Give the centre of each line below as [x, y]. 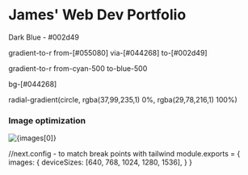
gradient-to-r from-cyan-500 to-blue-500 [78, 68]
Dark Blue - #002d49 [44, 37]
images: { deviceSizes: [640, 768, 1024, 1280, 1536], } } [100, 162]
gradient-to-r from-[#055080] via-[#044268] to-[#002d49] [108, 52]
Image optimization [47, 120]
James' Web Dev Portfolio [97, 15]
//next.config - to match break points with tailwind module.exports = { [124, 154]
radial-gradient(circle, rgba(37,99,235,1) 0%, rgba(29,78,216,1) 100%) [123, 99]
